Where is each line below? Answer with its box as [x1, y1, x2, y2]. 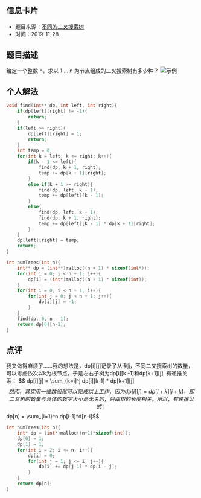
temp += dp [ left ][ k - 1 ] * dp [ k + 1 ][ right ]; [38, 220, 155, 226]
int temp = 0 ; [17, 147, 53, 154]
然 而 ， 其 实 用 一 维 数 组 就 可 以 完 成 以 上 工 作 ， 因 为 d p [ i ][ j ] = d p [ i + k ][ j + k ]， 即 [8, 388, 194, 395]
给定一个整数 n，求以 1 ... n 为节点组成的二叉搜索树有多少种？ [6, 67, 159, 74]
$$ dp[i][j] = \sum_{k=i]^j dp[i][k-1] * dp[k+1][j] [18, 377, 135, 385]
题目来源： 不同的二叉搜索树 [14, 23, 85, 30]
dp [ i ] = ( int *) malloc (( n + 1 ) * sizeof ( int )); [28, 276, 147, 283]
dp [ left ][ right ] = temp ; [17, 237, 80, 243]
